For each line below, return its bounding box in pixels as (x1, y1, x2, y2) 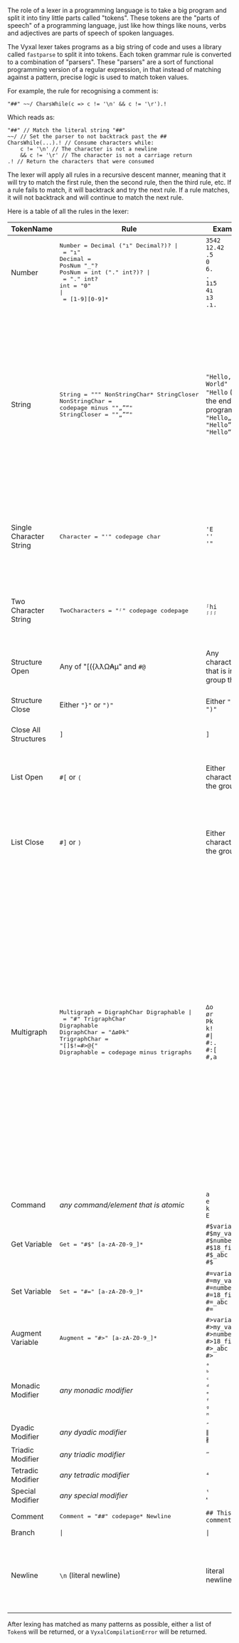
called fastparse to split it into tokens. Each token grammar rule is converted (7, 50, 232, 58)
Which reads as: (7, 113, 55, 121)
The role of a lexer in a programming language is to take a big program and (7, 6, 227, 14)
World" (206, 380, 228, 388)
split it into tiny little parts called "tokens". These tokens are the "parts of (7, 14, 220, 22)
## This (206, 1508, 232, 1517)
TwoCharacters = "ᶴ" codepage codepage (59, 606, 188, 614)
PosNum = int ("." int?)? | (59, 269, 151, 276)
